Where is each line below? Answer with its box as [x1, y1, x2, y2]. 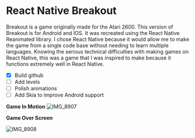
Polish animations [14, 85, 57, 92]
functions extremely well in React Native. [6, 60, 105, 68]
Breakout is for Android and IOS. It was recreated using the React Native [6, 29, 180, 36]
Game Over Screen [6, 115, 53, 122]
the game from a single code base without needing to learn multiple [6, 42, 169, 49]
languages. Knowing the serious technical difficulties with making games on [6, 48, 189, 55]
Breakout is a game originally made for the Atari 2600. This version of [6, 23, 173, 30]
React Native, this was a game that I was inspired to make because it [6, 54, 171, 61]
